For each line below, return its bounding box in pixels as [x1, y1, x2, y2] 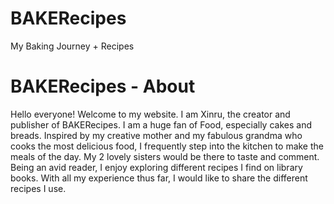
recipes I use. [10, 182, 67, 194]
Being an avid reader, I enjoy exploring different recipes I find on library [10, 161, 303, 173]
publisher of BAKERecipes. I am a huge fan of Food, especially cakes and [10, 118, 312, 131]
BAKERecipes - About [10, 75, 196, 98]
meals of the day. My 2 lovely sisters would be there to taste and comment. [10, 150, 320, 162]
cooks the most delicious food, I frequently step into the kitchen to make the [10, 140, 324, 152]
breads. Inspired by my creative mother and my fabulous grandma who [10, 129, 303, 141]
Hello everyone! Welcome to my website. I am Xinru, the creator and [10, 108, 291, 120]
